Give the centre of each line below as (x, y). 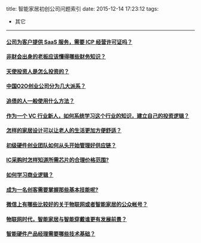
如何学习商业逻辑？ (30, 174)
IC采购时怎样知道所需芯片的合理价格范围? (58, 160)
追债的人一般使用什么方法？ (40, 101)
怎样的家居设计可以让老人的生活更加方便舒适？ (64, 131)
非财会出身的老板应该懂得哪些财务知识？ (56, 57)
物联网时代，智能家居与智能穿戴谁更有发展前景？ (66, 219)
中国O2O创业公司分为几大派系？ (46, 86)
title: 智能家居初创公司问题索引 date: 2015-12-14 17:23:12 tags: (83, 9)
